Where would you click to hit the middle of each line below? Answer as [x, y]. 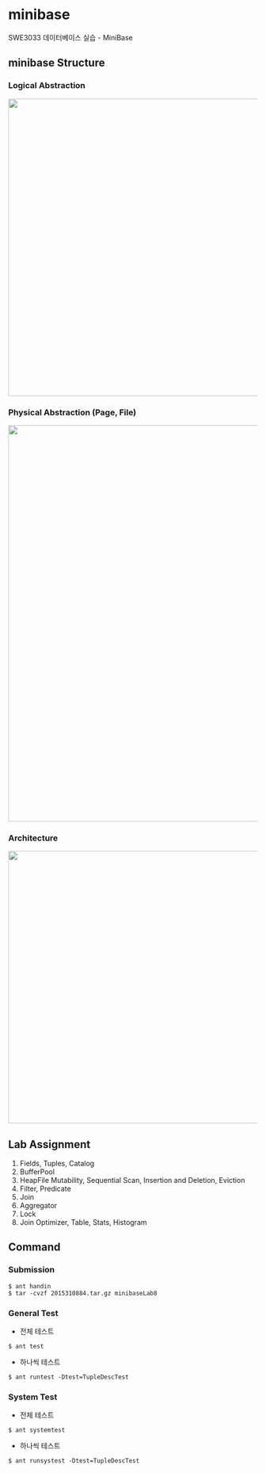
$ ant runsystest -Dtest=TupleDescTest [74, 1461]
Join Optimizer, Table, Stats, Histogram [84, 1222]
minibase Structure [57, 63]
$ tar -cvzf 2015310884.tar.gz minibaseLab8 [83, 1293]
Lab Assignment [49, 1144]
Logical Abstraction [47, 86]
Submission [32, 1270]
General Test [33, 1313]
